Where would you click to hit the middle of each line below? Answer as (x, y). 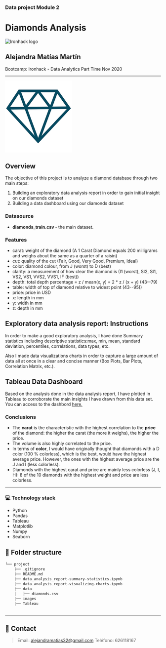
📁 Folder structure (34, 552)
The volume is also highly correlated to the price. (62, 443)
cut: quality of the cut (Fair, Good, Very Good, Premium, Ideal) (75, 261)
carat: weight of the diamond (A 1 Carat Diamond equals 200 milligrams (85, 250)
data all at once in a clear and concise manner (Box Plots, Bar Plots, (74, 361)
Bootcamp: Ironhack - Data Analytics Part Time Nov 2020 (64, 69)
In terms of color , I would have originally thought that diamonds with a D (86, 449)
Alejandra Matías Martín (43, 57)
